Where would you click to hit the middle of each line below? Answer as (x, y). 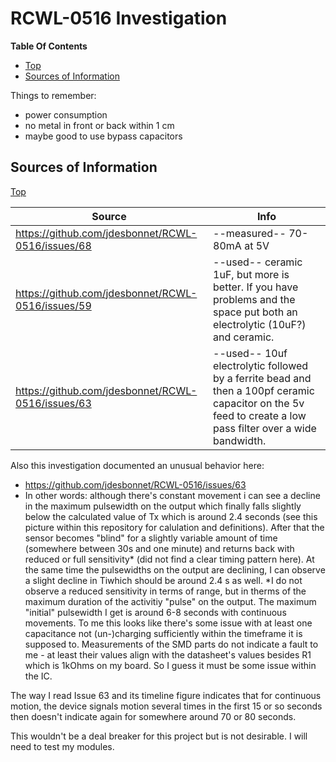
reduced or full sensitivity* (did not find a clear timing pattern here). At (169, 559)
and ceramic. (244, 337)
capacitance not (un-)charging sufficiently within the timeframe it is (163, 633)
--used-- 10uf (250, 353)
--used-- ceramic (258, 262)
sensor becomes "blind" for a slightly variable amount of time (151, 538)
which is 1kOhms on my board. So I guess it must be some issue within (170, 665)
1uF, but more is (251, 274)
